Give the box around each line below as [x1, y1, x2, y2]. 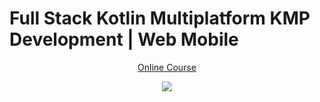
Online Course [137, 61, 197, 73]
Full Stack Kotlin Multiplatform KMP [9, 7, 311, 30]
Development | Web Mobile [9, 28, 239, 51]
